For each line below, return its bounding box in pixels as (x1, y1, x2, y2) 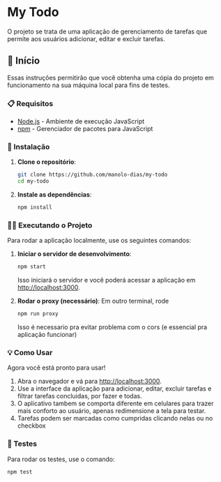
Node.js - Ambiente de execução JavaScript (17, 117, 145, 126)
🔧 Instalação (7, 142, 50, 151)
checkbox (17, 421, 47, 430)
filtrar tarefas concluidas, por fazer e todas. (17, 392, 142, 400)
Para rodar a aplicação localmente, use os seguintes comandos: (7, 236, 192, 245)
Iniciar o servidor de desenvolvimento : (17, 250, 132, 258)
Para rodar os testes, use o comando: (7, 455, 115, 463)
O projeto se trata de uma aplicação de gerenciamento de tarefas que (7, 27, 208, 36)
